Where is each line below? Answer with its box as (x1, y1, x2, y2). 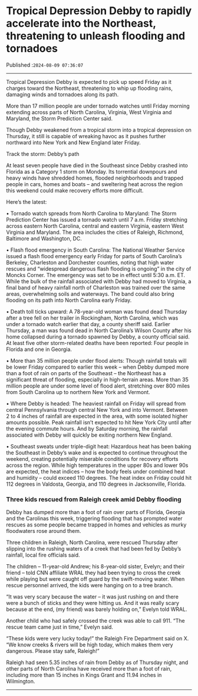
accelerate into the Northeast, (6, 17, 156, 30)
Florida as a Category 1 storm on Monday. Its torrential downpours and (6, 168, 177, 175)
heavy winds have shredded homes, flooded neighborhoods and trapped (6, 174, 184, 181)
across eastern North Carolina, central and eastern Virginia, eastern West (6, 222, 184, 229)
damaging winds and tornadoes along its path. (6, 90, 119, 98)
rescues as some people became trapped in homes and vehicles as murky (6, 521, 187, 528)
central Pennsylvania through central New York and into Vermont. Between (6, 406, 188, 413)
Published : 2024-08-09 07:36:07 (6, 61, 84, 69)
